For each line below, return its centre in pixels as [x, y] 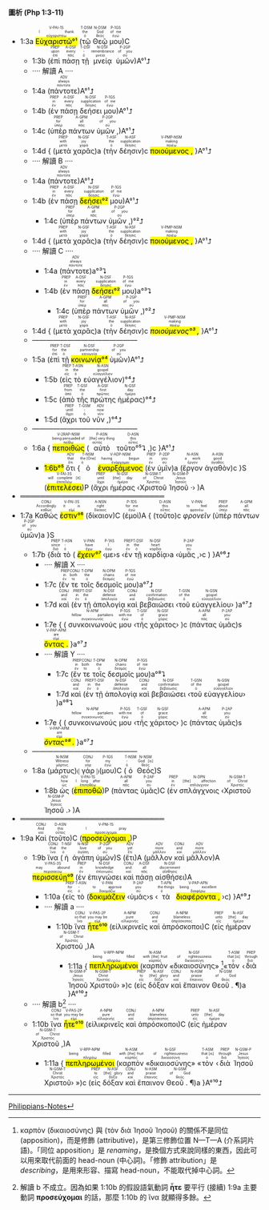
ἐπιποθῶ [88, 791]
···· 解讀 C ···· [52, 251]
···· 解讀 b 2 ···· [54, 1003]
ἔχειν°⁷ [89, 555]
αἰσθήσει [170, 877]
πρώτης [103, 399]
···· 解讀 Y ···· [64, 654]
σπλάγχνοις [199, 791]
